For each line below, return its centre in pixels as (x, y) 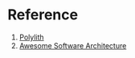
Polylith (32, 37)
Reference (43, 15)
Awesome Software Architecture (73, 45)
